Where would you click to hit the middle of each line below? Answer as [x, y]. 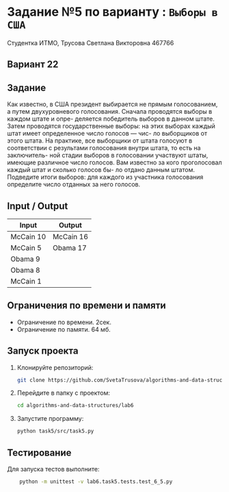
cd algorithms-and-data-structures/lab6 [75, 406]
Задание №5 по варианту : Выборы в [113, 12]
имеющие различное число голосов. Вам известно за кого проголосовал [114, 162]
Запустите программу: [50, 419]
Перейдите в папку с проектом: [64, 393]
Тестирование [39, 453]
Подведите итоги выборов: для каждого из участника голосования [105, 177]
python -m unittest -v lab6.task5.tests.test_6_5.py [96, 482]
